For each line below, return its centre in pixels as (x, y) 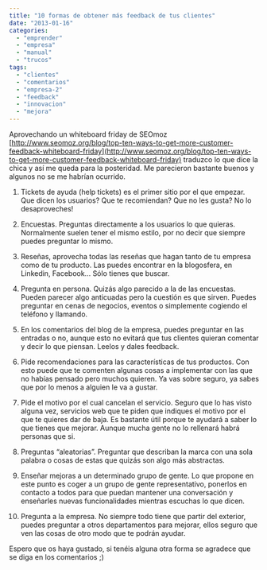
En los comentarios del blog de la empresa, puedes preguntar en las (132, 330)
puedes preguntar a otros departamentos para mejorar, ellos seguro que (139, 525)
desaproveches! (47, 209)
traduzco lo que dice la (221, 159)
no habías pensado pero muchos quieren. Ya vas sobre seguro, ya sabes (139, 379)
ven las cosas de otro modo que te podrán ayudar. (103, 533)
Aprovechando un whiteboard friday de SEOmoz (88, 134)
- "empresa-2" (39, 89)
